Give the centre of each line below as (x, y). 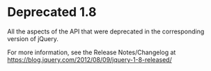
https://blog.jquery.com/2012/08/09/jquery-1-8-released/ (89, 59)
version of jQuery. (33, 38)
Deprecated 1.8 (52, 12)
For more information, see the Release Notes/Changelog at (92, 52)
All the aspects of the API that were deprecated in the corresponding (106, 31)
